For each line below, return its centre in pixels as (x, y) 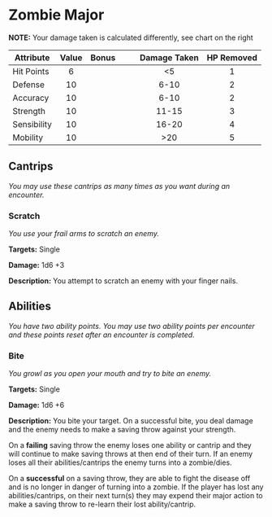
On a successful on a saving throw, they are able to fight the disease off (130, 479)
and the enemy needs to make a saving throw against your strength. (122, 430)
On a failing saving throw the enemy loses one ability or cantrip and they (130, 445)
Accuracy (31, 98)
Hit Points (31, 71)
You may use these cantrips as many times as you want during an (119, 186)
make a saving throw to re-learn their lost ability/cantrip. (102, 504)
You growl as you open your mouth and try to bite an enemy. (110, 374)
